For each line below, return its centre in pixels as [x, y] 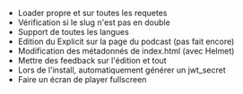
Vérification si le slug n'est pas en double [94, 22]
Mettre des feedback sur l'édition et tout [92, 60]
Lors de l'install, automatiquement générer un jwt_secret [121, 70]
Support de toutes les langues [74, 32]
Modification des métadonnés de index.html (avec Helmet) [126, 51]
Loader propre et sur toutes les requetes [92, 13]
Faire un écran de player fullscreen [82, 79]
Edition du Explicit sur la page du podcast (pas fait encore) [126, 41]
